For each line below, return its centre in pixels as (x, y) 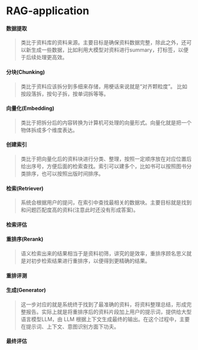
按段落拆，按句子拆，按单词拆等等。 (65, 93)
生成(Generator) (26, 290)
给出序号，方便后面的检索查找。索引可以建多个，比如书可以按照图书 (103, 166)
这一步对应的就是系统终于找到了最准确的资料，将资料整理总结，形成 (103, 304)
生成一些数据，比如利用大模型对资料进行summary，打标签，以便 (110, 50)
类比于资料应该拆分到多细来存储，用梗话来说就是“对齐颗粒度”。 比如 (104, 86)
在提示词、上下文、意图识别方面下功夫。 (70, 326)
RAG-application (48, 11)
